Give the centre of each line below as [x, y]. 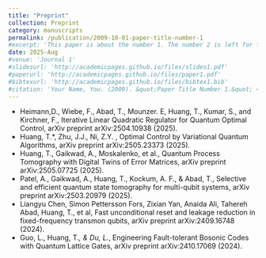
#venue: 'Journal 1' [42, 60]
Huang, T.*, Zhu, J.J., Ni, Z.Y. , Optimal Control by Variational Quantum [134, 137]
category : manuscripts [46, 30]
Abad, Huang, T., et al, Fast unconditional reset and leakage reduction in [137, 212]
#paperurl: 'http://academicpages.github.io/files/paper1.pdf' [115, 74]
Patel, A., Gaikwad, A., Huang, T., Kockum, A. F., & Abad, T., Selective [133, 179]
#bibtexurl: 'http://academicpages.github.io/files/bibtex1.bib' [118, 82]
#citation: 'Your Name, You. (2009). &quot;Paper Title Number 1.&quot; [131, 89]
